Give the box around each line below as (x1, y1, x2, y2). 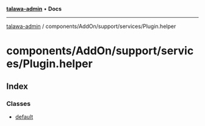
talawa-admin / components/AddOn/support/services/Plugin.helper (6, 23, 176, 30)
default (15, 113, 34, 121)
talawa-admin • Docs (6, 5, 62, 12)
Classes (6, 99, 31, 108)
